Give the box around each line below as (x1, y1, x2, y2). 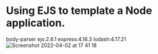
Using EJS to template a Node (6, 4, 153, 17)
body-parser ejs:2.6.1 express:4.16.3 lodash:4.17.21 (6, 35, 127, 42)
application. (6, 16, 65, 30)
